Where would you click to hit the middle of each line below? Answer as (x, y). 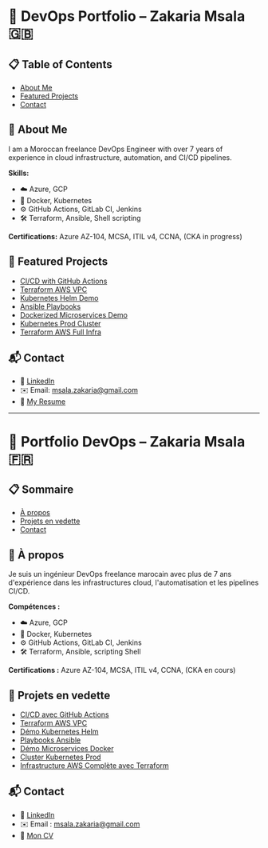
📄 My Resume (43, 402)
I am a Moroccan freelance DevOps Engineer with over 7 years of (116, 149)
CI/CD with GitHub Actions (63, 281)
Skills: (19, 173)
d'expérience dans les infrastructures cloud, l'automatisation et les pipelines (134, 582)
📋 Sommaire (41, 490)
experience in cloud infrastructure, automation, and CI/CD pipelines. (120, 157)
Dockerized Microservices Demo (73, 314)
